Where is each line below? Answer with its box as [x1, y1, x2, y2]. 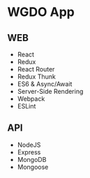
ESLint [17, 102, 36, 110]
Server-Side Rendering [17, 88, 84, 95]
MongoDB [17, 155, 47, 163]
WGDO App [7, 4, 75, 20]
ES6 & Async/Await [17, 80, 73, 88]
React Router [17, 65, 55, 73]
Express [17, 147, 41, 156]
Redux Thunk [17, 72, 56, 81]
